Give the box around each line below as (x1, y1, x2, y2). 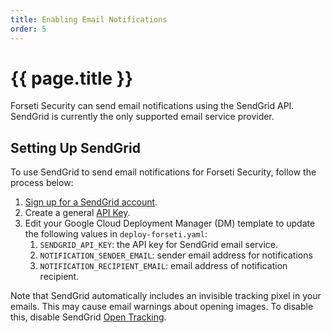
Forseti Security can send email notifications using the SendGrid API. (10, 100, 295, 112)
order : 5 (10, 24, 47, 34)
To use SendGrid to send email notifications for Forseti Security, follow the (10, 166, 317, 178)
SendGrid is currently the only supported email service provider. (10, 111, 275, 123)
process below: (10, 177, 74, 189)
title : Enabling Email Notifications (10, 14, 168, 25)
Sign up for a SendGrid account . (24, 196, 158, 208)
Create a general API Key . (24, 207, 131, 219)
